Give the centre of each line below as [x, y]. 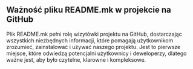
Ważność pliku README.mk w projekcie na [89, 10]
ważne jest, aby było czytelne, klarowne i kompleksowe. [76, 59]
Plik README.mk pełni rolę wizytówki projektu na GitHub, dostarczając [94, 34]
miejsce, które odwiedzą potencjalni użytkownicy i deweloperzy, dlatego [97, 53]
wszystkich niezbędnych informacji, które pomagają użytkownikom [90, 40]
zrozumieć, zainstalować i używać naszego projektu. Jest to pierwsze [93, 47]
